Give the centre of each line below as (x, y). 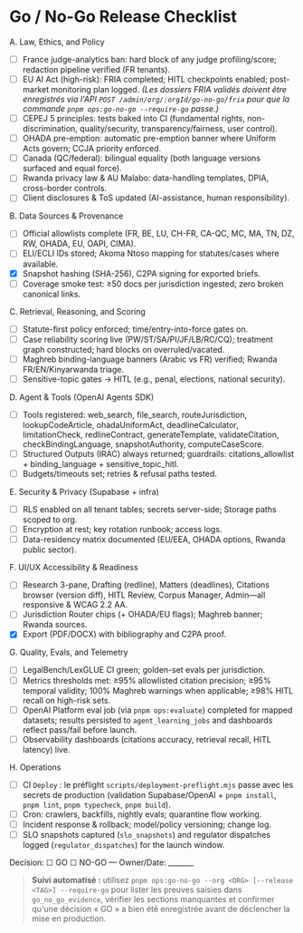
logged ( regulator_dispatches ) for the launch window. (123, 844)
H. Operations (35, 767)
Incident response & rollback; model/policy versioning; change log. (147, 824)
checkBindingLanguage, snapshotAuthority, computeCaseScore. (143, 444)
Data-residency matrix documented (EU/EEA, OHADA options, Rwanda (154, 539)
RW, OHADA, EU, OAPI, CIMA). (79, 244)
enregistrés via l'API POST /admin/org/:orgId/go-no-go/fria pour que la (156, 99)
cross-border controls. (64, 189)
